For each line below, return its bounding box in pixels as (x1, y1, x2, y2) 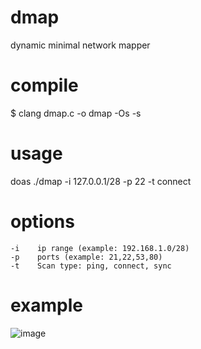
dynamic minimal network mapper (10, 39, 151, 51)
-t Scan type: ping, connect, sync (10, 261, 172, 271)
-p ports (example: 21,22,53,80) (10, 252, 163, 262)
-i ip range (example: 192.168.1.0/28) (10, 243, 190, 253)
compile (10, 74, 79, 97)
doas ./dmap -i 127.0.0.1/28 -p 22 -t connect (10, 175, 192, 187)
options (10, 211, 75, 233)
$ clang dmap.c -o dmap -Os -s (10, 107, 142, 119)
